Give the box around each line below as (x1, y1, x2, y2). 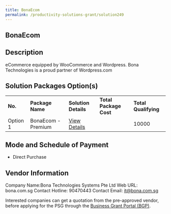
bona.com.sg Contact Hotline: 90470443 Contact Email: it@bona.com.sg (5, 188, 159, 194)
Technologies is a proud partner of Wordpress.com (5, 67, 112, 73)
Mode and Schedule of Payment (5, 140, 109, 149)
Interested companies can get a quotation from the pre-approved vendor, (5, 197, 159, 203)
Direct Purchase (12, 154, 47, 160)
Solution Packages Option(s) (5, 82, 98, 90)
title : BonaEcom (5, 7, 40, 13)
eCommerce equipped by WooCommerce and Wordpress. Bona (5, 61, 139, 67)
